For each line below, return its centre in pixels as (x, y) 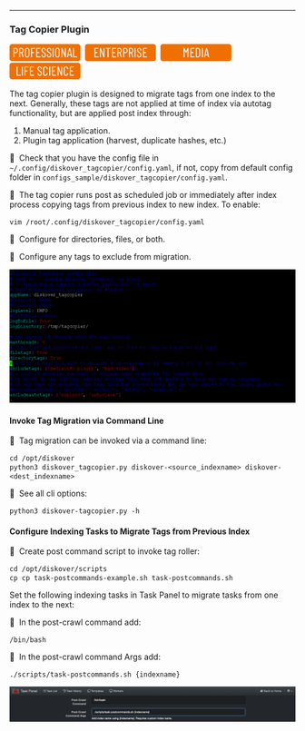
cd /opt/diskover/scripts (58, 569)
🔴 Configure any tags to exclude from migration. (100, 257)
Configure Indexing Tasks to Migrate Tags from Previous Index (130, 531)
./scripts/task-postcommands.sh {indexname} (95, 675)
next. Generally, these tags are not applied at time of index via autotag (141, 104)
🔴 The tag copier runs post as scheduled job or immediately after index (143, 195)
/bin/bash (28, 640)
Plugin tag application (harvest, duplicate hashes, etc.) (124, 141)
